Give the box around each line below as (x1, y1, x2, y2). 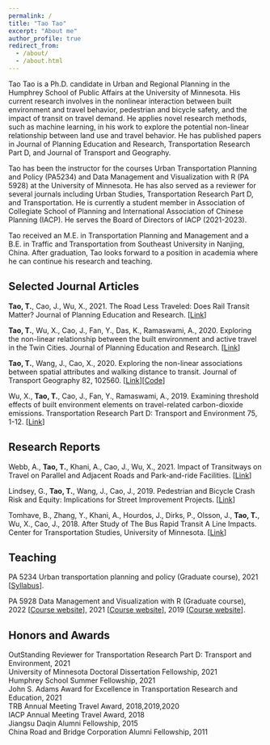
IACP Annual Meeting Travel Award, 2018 (8, 710, 146, 720)
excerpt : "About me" (8, 27, 78, 35)
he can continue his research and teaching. (8, 256, 153, 266)
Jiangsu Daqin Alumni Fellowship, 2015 (8, 718, 139, 728)
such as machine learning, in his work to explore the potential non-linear (8, 122, 249, 132)
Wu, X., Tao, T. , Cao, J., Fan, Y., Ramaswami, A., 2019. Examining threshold (8, 391, 259, 401)
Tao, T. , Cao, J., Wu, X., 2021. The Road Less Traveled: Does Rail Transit (8, 301, 250, 311)
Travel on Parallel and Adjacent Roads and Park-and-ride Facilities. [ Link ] (8, 470, 252, 480)
